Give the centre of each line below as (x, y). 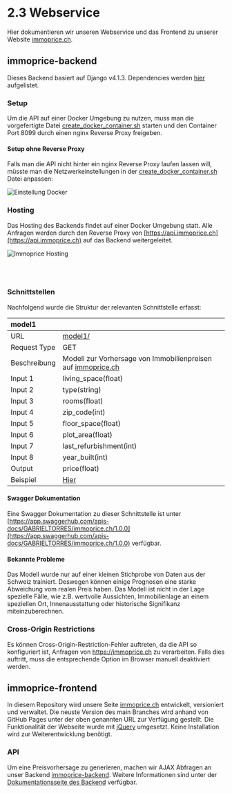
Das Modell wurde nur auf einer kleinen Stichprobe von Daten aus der (106, 574)
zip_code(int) (84, 412)
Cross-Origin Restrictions (51, 630)
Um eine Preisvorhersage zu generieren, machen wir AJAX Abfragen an (109, 767)
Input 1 (22, 378)
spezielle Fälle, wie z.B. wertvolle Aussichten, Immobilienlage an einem (108, 596)
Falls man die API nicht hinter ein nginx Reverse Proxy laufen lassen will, (110, 164)
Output (22, 468)
